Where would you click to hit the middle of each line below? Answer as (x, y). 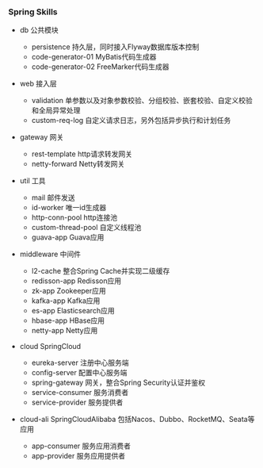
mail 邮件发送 (53, 198)
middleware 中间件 (50, 254)
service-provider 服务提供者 (77, 402)
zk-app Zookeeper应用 (69, 291)
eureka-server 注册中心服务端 (80, 363)
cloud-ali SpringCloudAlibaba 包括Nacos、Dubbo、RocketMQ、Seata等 (137, 420)
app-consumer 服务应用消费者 (81, 446)
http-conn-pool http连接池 (74, 217)
